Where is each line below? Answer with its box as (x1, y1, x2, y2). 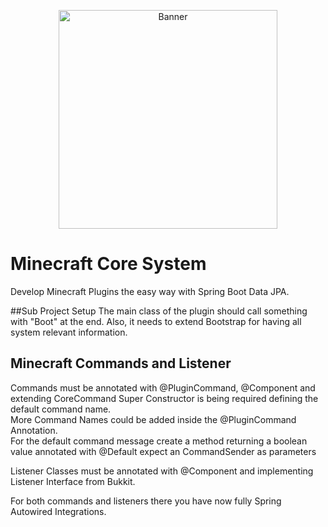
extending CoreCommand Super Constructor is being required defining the (10, 392, 319, 404)
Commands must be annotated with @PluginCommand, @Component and (10, 381, 316, 394)
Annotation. (10, 424, 58, 436)
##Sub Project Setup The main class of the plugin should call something (10, 305, 308, 317)
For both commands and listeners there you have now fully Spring (10, 495, 282, 507)
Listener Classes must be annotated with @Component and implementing (10, 465, 314, 477)
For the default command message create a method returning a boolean (10, 435, 308, 447)
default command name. (10, 403, 112, 415)
